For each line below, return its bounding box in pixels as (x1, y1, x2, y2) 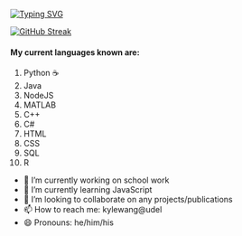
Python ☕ (23, 68, 60, 79)
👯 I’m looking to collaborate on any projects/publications (23, 194, 233, 205)
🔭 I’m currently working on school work (23, 175, 170, 185)
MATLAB (23, 99, 57, 110)
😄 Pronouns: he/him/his (23, 217, 114, 228)
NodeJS (23, 90, 54, 101)
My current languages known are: (10, 46, 140, 58)
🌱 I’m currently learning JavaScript (23, 184, 153, 195)
